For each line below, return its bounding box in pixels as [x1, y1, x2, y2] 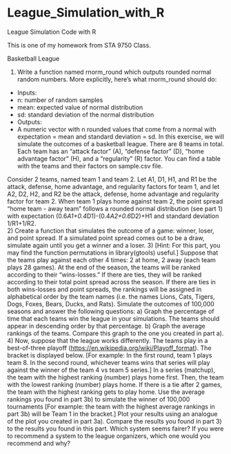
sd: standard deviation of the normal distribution [17, 110, 154, 119]
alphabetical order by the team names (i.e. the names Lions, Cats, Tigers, [7, 292, 215, 301]
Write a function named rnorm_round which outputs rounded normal [17, 68, 212, 76]
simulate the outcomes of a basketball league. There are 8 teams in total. [17, 139, 225, 148]
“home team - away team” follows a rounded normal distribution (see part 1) [7, 204, 223, 213]
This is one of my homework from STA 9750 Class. [7, 41, 152, 49]
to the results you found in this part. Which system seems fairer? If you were [7, 424, 224, 433]
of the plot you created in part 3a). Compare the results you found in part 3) [7, 417, 222, 425]
